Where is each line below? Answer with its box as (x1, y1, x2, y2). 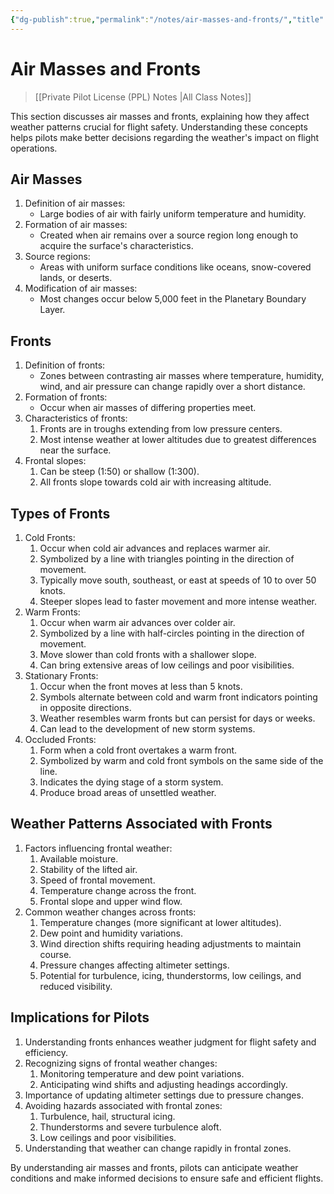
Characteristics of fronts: (24, 412, 128, 425)
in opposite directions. (39, 702, 132, 713)
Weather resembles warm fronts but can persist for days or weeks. (39, 712, 316, 724)
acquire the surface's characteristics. (39, 240, 194, 252)
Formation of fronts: (24, 391, 108, 403)
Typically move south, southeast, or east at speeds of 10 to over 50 (39, 574, 317, 586)
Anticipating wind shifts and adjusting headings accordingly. (39, 1078, 288, 1090)
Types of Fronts (10, 505, 111, 522)
